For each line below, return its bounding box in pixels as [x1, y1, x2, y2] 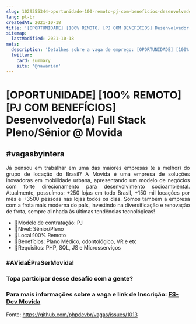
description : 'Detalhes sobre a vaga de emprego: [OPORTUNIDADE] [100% [11, 47, 190, 53]
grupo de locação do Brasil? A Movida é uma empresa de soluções [6, 170, 190, 178]
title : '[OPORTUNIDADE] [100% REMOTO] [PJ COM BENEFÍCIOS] [6, 25, 153, 31]
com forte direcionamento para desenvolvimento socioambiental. [6, 183, 190, 190]
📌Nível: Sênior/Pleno [14, 226, 64, 233]
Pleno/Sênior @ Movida [6, 125, 123, 139]
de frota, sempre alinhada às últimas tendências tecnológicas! [6, 208, 156, 215]
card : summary [16, 57, 51, 63]
